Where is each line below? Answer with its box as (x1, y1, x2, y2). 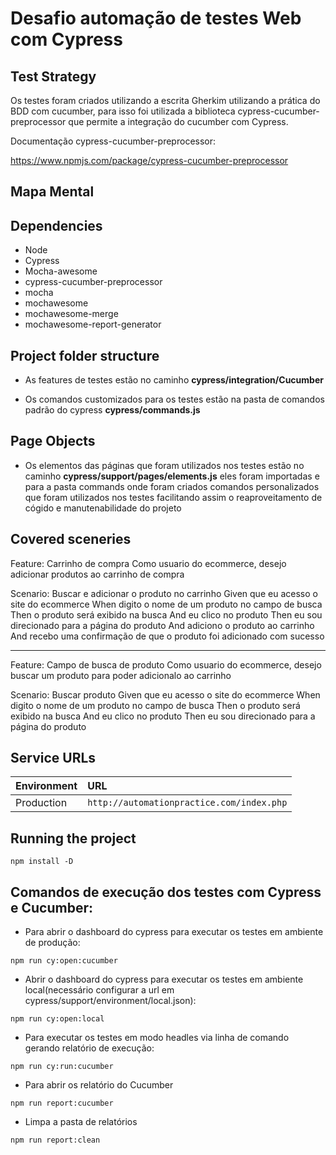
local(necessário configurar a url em (24, 984, 175, 996)
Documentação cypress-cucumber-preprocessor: (10, 135, 217, 147)
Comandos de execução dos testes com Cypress (10, 883, 322, 901)
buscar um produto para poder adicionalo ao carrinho (10, 669, 232, 681)
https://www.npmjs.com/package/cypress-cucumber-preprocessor (10, 155, 289, 166)
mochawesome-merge (24, 308, 119, 320)
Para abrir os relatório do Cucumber (24, 1079, 174, 1091)
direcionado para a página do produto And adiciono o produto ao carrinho (10, 619, 315, 631)
